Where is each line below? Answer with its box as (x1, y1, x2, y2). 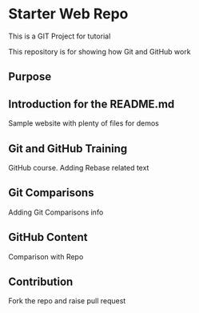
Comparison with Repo (8, 251, 84, 261)
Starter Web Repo (8, 5, 129, 23)
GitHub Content (8, 231, 88, 244)
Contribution (8, 275, 74, 288)
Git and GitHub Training (8, 142, 128, 155)
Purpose (8, 70, 52, 84)
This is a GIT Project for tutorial (8, 31, 111, 41)
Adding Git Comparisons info (8, 207, 104, 217)
